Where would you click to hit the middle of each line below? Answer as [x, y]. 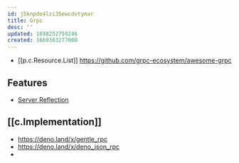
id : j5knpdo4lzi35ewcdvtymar [51, 14]
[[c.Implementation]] [54, 122]
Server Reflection [43, 99]
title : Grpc [25, 21]
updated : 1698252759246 [43, 34]
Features [27, 83]
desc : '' [20, 27]
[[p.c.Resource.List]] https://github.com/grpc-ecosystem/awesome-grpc [125, 60]
